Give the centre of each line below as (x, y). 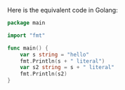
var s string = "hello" (55, 54)
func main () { (28, 48)
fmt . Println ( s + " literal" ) (63, 61)
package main (26, 23)
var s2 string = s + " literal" (67, 68)
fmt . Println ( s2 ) (44, 74)
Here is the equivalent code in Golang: (63, 10)
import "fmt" (26, 35)
